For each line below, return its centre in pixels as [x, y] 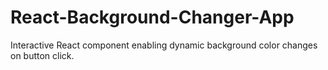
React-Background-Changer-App [152, 17]
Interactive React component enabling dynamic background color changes [164, 45]
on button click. [42, 55]
